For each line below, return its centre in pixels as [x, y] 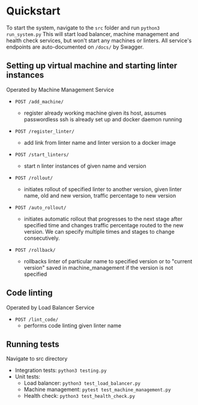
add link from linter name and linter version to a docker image [100, 142]
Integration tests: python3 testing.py [61, 370]
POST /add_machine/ [39, 102]
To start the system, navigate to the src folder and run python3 [83, 28]
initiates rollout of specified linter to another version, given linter [103, 189]
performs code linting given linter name [73, 325]
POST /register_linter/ [45, 131]
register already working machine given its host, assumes [95, 113]
